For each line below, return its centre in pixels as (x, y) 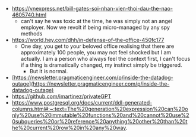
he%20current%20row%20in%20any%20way (69, 128)
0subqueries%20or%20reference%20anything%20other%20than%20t (100, 121)
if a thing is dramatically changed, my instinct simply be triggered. (101, 65)
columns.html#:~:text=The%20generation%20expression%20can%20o (100, 109)
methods (31, 34)
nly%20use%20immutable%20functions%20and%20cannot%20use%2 (100, 115)
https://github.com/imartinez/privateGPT (61, 96)
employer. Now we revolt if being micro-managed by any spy (95, 27)
